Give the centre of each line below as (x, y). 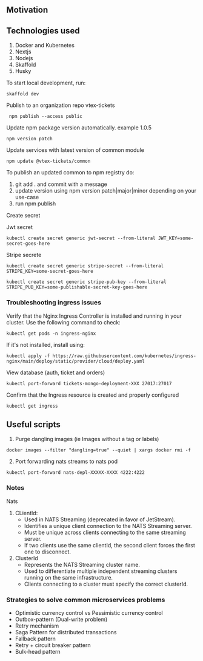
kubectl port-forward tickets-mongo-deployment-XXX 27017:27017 (89, 383)
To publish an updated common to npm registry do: (70, 173)
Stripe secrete (24, 255)
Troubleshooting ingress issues (54, 303)
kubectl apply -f (28, 356)
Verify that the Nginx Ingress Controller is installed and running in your (94, 316)
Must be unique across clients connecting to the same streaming (105, 532)
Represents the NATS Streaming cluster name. (82, 564)
